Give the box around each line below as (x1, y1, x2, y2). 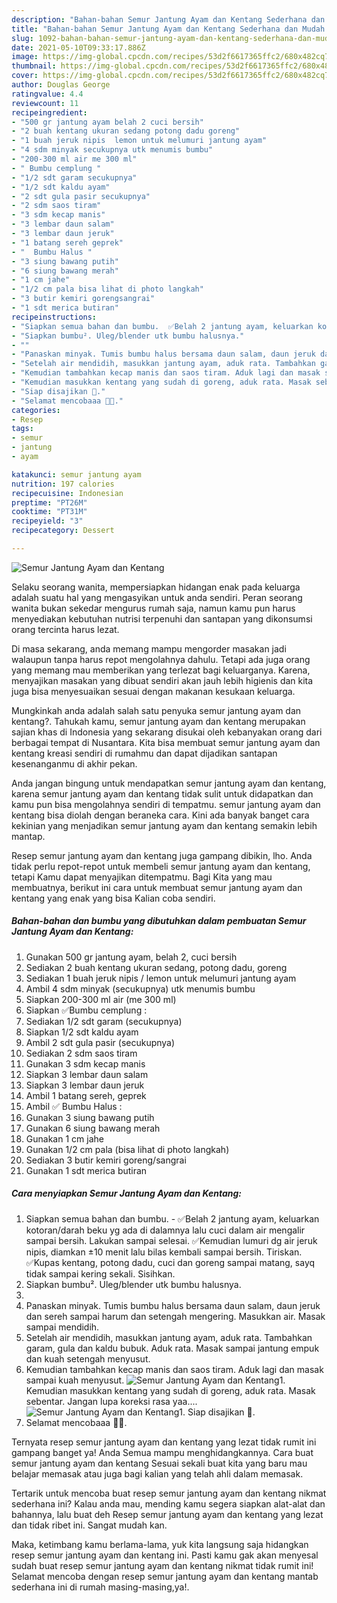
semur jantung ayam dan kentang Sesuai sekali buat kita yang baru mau (11, 1457, 308, 1469)
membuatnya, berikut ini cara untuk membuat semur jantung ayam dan (11, 881, 303, 893)
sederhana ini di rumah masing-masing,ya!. (11, 1581, 190, 1593)
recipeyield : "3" (11, 516, 84, 526)
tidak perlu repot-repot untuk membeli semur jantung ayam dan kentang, (11, 860, 311, 872)
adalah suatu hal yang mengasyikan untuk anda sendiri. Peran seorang (11, 591, 303, 603)
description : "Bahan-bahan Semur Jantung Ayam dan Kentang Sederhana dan (11, 14, 326, 25)
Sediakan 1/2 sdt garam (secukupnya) (25, 1015, 183, 1027)
